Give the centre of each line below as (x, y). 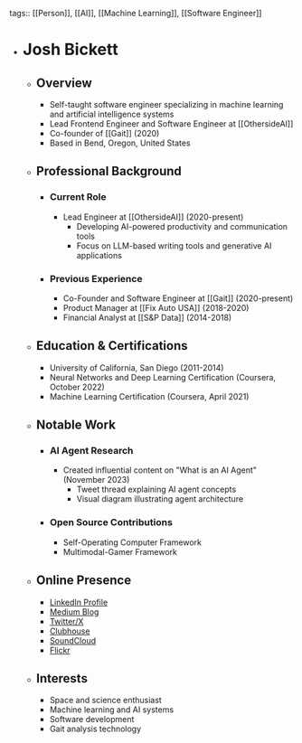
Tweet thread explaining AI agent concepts (156, 489)
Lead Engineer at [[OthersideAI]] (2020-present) (153, 217)
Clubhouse (70, 631)
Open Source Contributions (111, 522)
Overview (64, 83)
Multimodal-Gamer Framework (120, 551)
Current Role (78, 197)
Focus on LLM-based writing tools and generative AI (174, 245)
